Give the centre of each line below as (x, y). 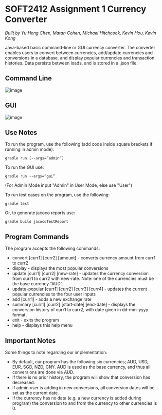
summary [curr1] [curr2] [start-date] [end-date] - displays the (74, 305)
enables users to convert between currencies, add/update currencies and (79, 53)
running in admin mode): (30, 149)
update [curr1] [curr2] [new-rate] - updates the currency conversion (80, 274)
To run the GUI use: (25, 167)
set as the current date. (36, 393)
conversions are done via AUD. (43, 372)
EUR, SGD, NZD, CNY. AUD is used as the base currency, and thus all (81, 367)
